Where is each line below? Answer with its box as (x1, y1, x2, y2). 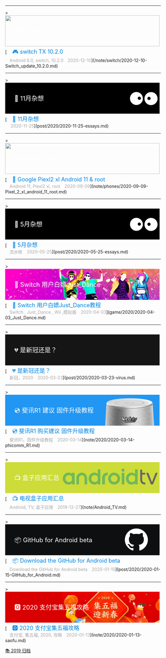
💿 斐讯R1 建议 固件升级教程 (14, 407, 94, 415)
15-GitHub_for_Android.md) (5, 572, 61, 578)
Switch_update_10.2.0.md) (5, 63, 58, 69)
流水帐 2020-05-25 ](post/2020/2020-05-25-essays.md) (9, 249, 128, 255)
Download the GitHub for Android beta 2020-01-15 (9, 566, 116, 572)
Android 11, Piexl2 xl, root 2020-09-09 (9, 184, 90, 189)
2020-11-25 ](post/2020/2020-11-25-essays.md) (10, 123, 109, 129)
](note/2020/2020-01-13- (89, 632, 142, 638)
